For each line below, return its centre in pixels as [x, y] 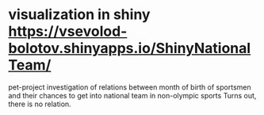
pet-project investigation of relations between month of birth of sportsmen [130, 87]
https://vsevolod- [68, 31]
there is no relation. [40, 104]
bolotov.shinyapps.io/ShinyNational [130, 48]
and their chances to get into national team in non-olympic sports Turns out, [132, 95]
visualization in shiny [79, 15]
